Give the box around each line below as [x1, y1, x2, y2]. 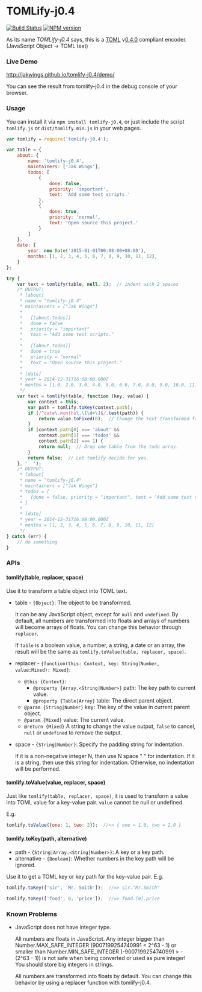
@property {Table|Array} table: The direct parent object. [32, 697, 173, 704]
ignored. [14, 861, 36, 868]
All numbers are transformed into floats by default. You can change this [14, 972, 192, 979]
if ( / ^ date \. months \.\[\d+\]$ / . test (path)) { [28, 410, 144, 416]
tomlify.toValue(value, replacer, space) [6, 779, 106, 786]
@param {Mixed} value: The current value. [23, 716, 125, 723]
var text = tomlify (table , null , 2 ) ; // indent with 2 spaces [17, 281, 179, 287]
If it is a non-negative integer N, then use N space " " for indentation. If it [14, 752, 195, 759]
